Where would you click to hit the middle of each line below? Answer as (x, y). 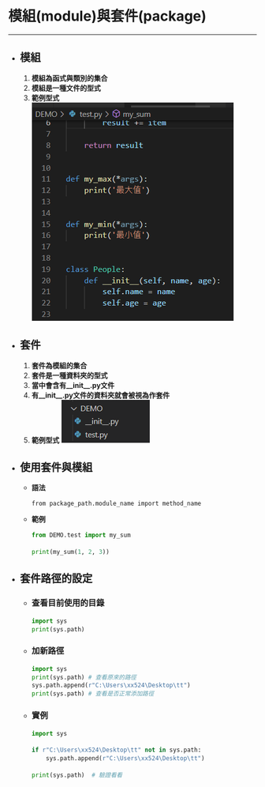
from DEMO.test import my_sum (81, 535)
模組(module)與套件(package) (107, 16)
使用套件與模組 (56, 467)
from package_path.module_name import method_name (116, 504)
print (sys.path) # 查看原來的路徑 (84, 677)
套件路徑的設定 (56, 579)
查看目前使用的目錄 (68, 603)
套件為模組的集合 (59, 365)
